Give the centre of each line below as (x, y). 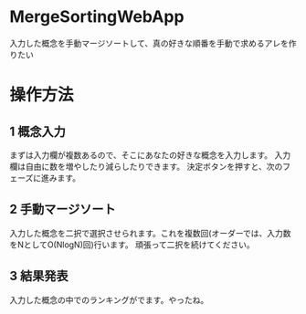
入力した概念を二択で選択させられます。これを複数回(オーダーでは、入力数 (150, 233)
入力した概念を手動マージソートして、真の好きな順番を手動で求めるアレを (149, 43)
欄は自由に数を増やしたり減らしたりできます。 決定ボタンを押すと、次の (146, 166)
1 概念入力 (38, 131)
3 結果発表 (39, 276)
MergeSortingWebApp (97, 17)
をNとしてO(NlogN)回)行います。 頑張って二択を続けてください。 (132, 245)
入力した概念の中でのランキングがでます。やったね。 (109, 299)
